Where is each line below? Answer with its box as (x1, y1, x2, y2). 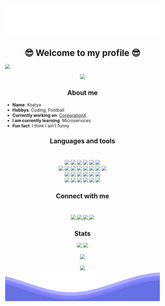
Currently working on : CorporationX (12, 112, 87, 118)
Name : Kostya (12, 102, 41, 108)
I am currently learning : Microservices (12, 117, 91, 123)
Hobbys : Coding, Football (12, 107, 65, 113)
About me (67, 89, 98, 97)
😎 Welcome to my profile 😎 (24, 48, 141, 59)
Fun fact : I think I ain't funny (12, 122, 70, 128)
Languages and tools (50, 137, 115, 146)
